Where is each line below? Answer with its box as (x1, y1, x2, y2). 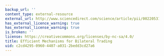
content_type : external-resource (5, 12, 73, 17)
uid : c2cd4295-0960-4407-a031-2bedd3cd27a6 (5, 43, 95, 48)
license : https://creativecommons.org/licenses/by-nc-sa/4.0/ (5, 35, 134, 39)
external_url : (5, 16, 34, 21)
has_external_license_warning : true (5, 25, 80, 30)
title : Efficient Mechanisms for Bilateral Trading (5, 39, 112, 44)
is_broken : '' (5, 30, 34, 35)
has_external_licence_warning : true (5, 20, 80, 26)
